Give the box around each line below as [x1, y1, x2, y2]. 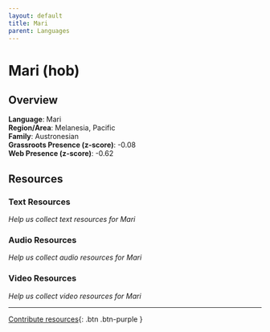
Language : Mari [8, 114, 62, 125]
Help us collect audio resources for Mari [8, 252, 142, 262]
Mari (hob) [8, 61, 80, 80]
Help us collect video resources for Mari [8, 291, 142, 301]
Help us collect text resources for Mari [8, 215, 136, 224]
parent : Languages [8, 27, 70, 35]
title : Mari [8, 19, 48, 27]
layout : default [8, 11, 63, 20]
